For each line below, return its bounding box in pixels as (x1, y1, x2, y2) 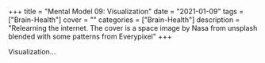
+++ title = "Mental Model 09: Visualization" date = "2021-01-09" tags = (8, 7, 244, 16)
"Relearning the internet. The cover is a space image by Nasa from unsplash (8, 24, 258, 32)
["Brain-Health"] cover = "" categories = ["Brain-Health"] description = (8, 15, 240, 24)
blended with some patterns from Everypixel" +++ (8, 31, 172, 41)
